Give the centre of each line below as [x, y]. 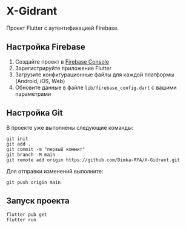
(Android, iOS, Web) [40, 81]
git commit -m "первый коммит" [46, 149]
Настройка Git [35, 113]
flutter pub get [27, 215]
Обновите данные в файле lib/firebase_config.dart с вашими [96, 87]
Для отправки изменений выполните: [55, 171]
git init [17, 139]
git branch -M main [31, 155]
